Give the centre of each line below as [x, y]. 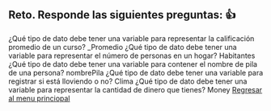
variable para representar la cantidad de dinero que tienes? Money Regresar [135, 89]
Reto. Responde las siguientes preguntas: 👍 [122, 15]
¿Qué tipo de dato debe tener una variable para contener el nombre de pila [133, 64]
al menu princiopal [39, 98]
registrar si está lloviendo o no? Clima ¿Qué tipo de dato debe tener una [128, 81]
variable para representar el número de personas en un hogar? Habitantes [132, 55]
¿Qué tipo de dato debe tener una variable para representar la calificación [131, 38]
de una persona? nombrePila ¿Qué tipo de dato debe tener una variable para [136, 72]
